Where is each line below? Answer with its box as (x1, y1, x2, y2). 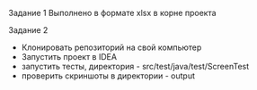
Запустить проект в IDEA (21, 52, 118, 61)
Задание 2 (8, 25, 49, 35)
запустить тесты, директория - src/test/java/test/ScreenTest (21, 61, 250, 71)
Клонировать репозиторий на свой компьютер (21, 42, 202, 53)
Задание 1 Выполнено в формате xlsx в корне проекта (8, 8, 217, 18)
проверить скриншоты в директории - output (21, 70, 195, 81)
